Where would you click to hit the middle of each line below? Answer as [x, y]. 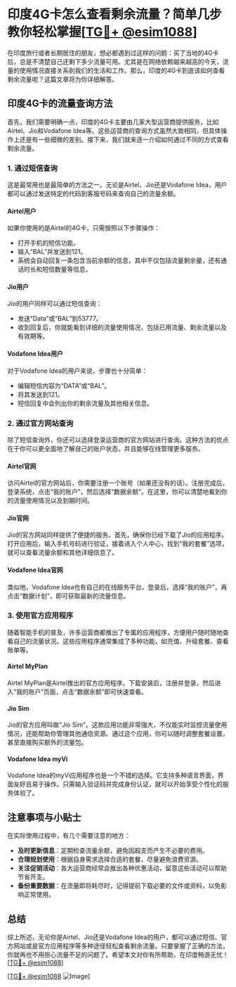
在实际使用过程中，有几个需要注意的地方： [69, 836]
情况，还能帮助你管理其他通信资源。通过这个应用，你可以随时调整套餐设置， [118, 734]
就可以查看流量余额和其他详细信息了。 [63, 552]
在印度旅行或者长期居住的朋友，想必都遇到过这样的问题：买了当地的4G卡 [113, 53]
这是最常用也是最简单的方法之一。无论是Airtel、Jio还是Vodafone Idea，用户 [117, 185]
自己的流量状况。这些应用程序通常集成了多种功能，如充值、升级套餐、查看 [121, 641]
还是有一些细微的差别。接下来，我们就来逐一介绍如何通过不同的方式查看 [124, 139]
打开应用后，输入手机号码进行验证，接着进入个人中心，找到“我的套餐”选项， [118, 544]
